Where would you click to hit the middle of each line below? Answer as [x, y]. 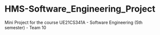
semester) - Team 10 [25, 27]
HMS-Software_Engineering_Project [80, 9]
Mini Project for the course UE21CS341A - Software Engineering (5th [74, 22]
